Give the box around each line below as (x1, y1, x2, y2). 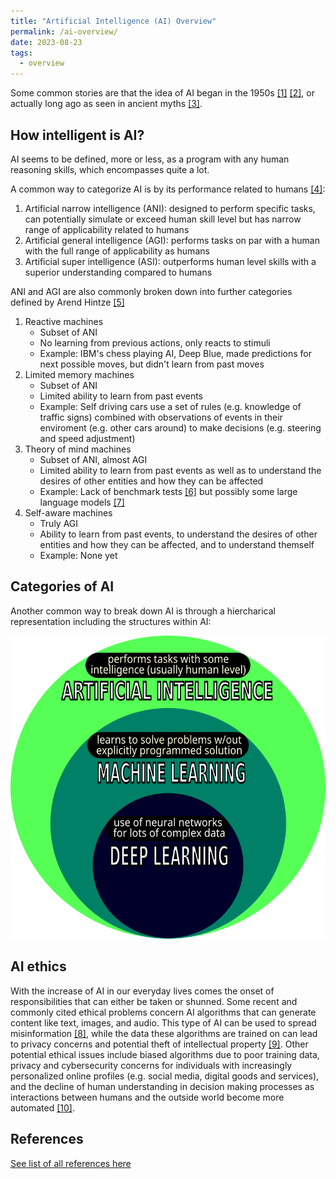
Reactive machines (24, 315, 104, 327)
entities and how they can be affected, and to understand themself (39, 538, 315, 550)
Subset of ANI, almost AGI (39, 453, 148, 465)
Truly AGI (39, 517, 79, 529)
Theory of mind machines (24, 443, 132, 455)
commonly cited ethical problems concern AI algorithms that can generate (10, 1006, 317, 1018)
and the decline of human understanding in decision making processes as (10, 1080, 315, 1092)
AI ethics (10, 958, 67, 975)
